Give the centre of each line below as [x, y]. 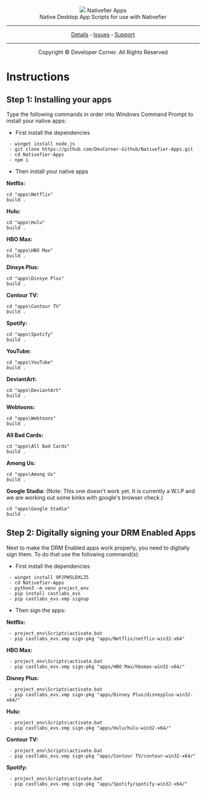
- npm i [19, 160]
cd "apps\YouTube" [30, 362]
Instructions [38, 77]
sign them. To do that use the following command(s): [73, 554]
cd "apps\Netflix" [30, 194]
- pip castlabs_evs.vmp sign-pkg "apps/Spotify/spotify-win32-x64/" [98, 784]
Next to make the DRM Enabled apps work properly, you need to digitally [98, 548]
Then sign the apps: [40, 610]
